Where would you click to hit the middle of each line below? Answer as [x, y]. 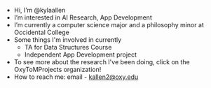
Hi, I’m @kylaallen [40, 10]
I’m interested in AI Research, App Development [83, 17]
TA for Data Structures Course [68, 47]
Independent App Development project [81, 54]
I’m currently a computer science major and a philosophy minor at [109, 25]
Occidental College [42, 32]
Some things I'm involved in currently [68, 40]
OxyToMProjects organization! [57, 69]
